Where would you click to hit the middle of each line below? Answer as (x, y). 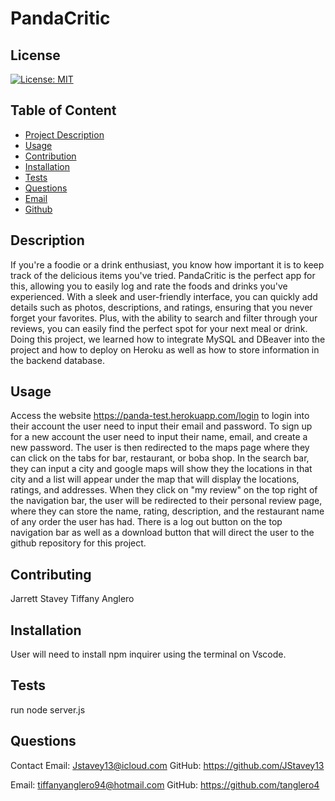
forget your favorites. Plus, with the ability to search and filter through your (164, 318)
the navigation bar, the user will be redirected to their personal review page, (166, 501)
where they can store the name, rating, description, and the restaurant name (167, 511)
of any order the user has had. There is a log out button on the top (146, 522)
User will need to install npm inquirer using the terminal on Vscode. (148, 654)
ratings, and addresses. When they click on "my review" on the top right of (164, 490)
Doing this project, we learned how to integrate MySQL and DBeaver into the (168, 339)
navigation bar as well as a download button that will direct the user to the (162, 533)
